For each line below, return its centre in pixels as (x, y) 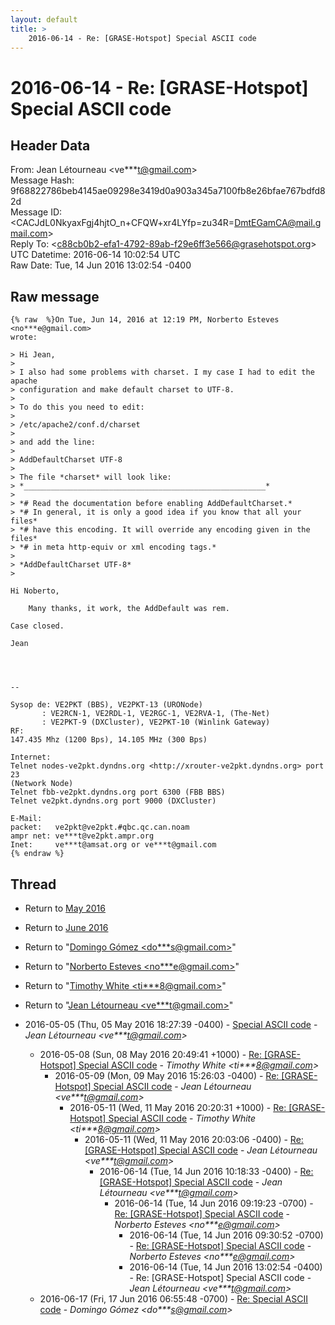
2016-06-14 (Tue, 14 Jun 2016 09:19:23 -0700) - (214, 1203)
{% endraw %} (37, 854)
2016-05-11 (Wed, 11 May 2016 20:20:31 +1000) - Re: (178, 1107)
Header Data (50, 145)
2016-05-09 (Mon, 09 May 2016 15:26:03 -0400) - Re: (167, 1075)
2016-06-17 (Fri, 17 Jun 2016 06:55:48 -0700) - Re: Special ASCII (173, 1299)
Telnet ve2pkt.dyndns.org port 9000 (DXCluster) (113, 801)
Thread (33, 884)
